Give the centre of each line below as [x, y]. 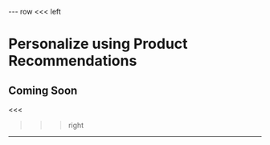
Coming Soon [43, 90]
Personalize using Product [98, 44]
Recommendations [73, 61]
